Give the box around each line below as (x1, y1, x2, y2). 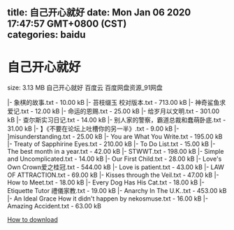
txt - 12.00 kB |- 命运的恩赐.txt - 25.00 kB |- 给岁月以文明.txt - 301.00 (21, 107, 220, 115)
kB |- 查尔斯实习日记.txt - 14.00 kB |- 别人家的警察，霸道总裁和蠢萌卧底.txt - (7, 116, 226, 124)
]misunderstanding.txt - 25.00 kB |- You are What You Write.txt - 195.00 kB (7, 132, 223, 141)
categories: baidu (7, 29, 86, 41)
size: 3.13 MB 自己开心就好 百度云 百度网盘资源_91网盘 (7, 83, 163, 92)
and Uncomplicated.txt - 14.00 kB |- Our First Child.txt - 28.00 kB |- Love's (7, 154, 222, 163)
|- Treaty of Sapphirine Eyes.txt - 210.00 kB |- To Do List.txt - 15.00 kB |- (7, 140, 216, 148)
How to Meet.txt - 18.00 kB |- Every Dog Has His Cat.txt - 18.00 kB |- (7, 178, 205, 187)
